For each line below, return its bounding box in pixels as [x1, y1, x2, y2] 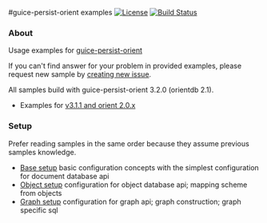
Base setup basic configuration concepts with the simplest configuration [19, 162, 260, 172]
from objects [19, 188, 62, 197]
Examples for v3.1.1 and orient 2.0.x [19, 101, 136, 110]
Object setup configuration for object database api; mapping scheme [19, 180, 248, 189]
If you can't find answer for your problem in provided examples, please [8, 61, 242, 71]
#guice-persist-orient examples [8, 8, 113, 17]
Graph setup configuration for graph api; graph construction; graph [19, 197, 241, 206]
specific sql [19, 205, 58, 215]
